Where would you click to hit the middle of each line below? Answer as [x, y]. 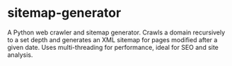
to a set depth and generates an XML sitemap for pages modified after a [112, 39]
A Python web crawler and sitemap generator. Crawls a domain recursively [116, 32]
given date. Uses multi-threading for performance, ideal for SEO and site [113, 47]
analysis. [20, 55]
